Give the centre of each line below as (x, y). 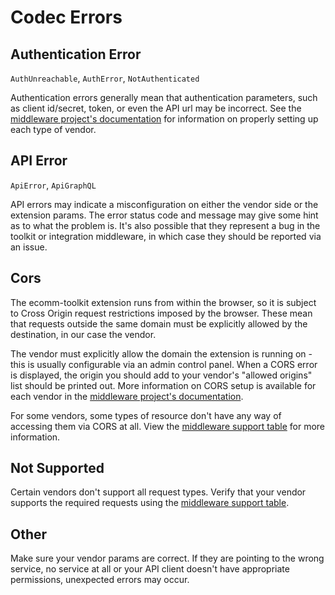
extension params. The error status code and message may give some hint (164, 215)
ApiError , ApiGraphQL (53, 185)
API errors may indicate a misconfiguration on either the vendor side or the (164, 204)
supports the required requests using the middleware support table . (150, 503)
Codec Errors (66, 17)
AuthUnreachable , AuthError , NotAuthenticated (105, 78)
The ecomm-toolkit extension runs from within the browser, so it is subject (163, 302)
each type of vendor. (53, 129)
